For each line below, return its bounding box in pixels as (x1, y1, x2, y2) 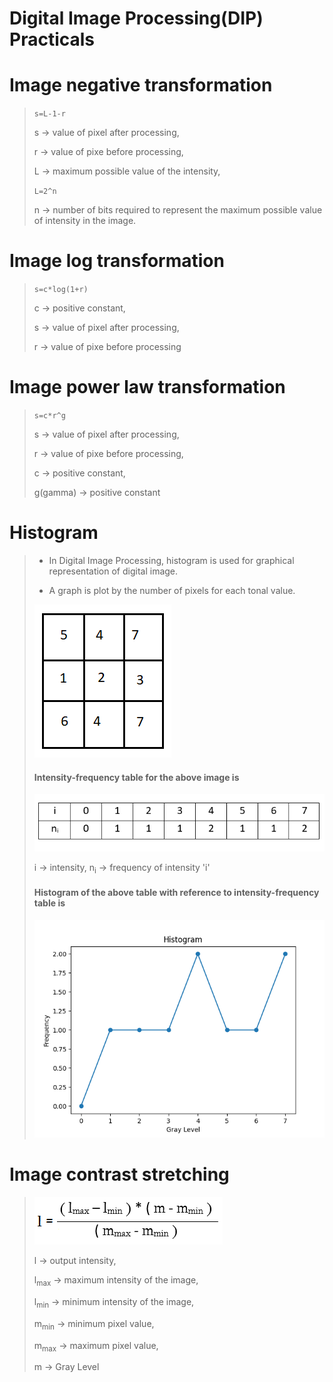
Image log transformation (9, 250, 225, 272)
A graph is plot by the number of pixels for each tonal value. (48, 584, 296, 596)
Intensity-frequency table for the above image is (33, 771, 240, 783)
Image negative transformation (9, 74, 273, 97)
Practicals (9, 28, 96, 51)
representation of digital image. (48, 565, 179, 577)
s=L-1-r (33, 109, 66, 119)
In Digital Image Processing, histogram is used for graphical (48, 554, 295, 566)
